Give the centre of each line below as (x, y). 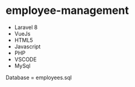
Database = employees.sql (39, 77)
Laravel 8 (26, 27)
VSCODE (25, 59)
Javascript (27, 47)
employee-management (67, 11)
